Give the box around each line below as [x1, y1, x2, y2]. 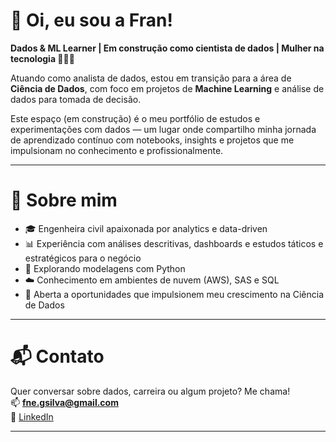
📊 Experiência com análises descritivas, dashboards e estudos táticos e [24, 237, 324, 249]
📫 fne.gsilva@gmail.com [10, 396, 119, 408]
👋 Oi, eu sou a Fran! [10, 9, 173, 32]
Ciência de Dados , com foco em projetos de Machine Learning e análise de [10, 82, 325, 94]
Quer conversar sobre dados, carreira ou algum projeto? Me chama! [10, 385, 291, 397]
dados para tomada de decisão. [10, 93, 142, 105]
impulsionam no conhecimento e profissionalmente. [10, 144, 224, 156]
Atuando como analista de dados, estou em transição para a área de [10, 72, 292, 84]
